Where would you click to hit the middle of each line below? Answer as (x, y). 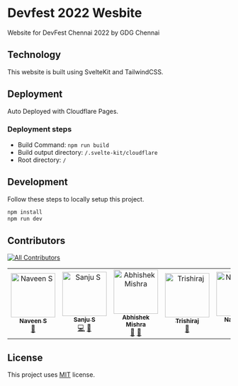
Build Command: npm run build (63, 145)
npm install (25, 212)
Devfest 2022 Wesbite (75, 13)
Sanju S (84, 319)
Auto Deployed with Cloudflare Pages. (63, 111)
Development (38, 182)
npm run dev (25, 218)
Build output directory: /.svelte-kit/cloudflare (87, 152)
